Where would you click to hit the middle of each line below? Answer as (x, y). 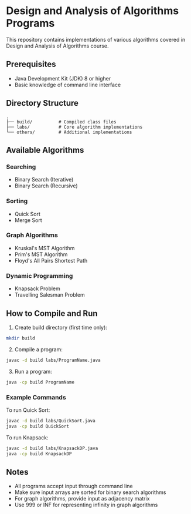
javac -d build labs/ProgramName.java (53, 360)
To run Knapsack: (27, 437)
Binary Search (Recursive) (46, 186)
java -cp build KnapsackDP (39, 453)
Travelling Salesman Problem (50, 295)
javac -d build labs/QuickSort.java (51, 421)
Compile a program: (38, 349)
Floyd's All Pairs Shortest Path (51, 260)
